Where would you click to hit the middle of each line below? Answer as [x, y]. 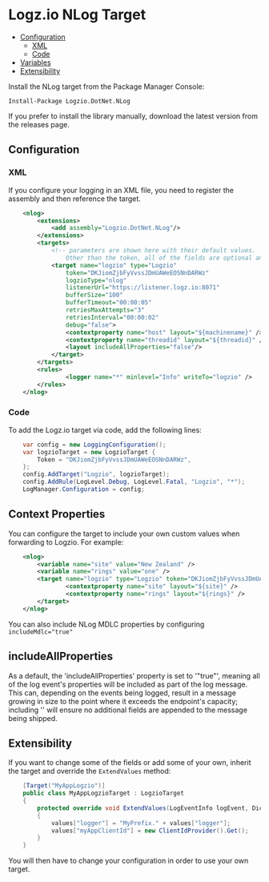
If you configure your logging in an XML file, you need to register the [121, 190]
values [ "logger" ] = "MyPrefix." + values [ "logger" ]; [141, 823]
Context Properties [57, 514]
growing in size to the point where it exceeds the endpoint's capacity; [123, 701]
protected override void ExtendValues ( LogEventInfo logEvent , [143, 808]
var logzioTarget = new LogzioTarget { [89, 452]
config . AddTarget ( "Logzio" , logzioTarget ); [96, 474]
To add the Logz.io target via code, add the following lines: [105, 429]
